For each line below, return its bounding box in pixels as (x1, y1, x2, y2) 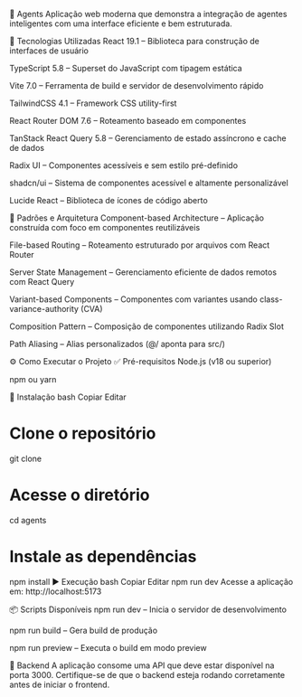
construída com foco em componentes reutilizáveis (9, 222, 201, 232)
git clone (9, 453, 42, 464)
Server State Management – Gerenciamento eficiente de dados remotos (9, 267, 278, 278)
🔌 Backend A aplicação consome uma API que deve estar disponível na (9, 660, 275, 671)
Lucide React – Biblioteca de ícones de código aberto (9, 195, 208, 205)
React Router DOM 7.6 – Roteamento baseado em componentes (9, 116, 247, 126)
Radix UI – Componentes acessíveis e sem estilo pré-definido (9, 160, 238, 171)
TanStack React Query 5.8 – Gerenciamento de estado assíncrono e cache (9, 133, 287, 144)
